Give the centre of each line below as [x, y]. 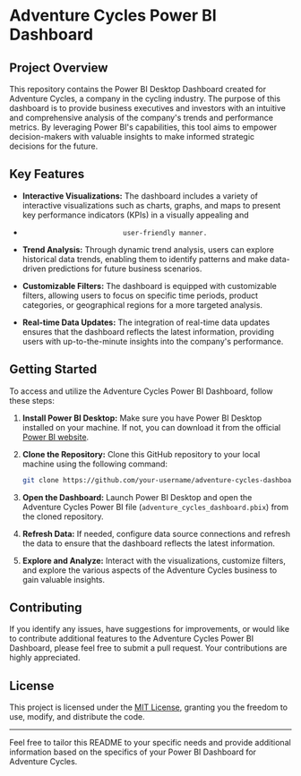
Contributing [46, 607]
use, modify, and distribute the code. [77, 717]
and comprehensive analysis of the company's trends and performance [141, 118]
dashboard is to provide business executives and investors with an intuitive [148, 108]
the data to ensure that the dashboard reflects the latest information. [148, 543]
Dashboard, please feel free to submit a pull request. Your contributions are [148, 648]
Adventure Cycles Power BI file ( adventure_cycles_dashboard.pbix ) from [155, 507]
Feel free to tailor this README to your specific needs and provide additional [150, 743]
